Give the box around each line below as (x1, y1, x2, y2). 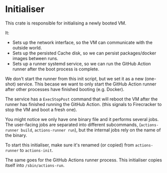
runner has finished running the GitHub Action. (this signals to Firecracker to (5, 101, 162, 107)
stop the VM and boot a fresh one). (5, 106, 77, 112)
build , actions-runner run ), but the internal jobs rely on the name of (20, 126, 161, 133)
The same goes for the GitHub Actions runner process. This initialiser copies (5, 156, 162, 163)
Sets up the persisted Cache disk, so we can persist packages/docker (12, 50, 157, 56)
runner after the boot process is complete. (12, 66, 100, 72)
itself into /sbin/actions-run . (5, 162, 65, 168)
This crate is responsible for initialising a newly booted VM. (5, 20, 127, 26)
